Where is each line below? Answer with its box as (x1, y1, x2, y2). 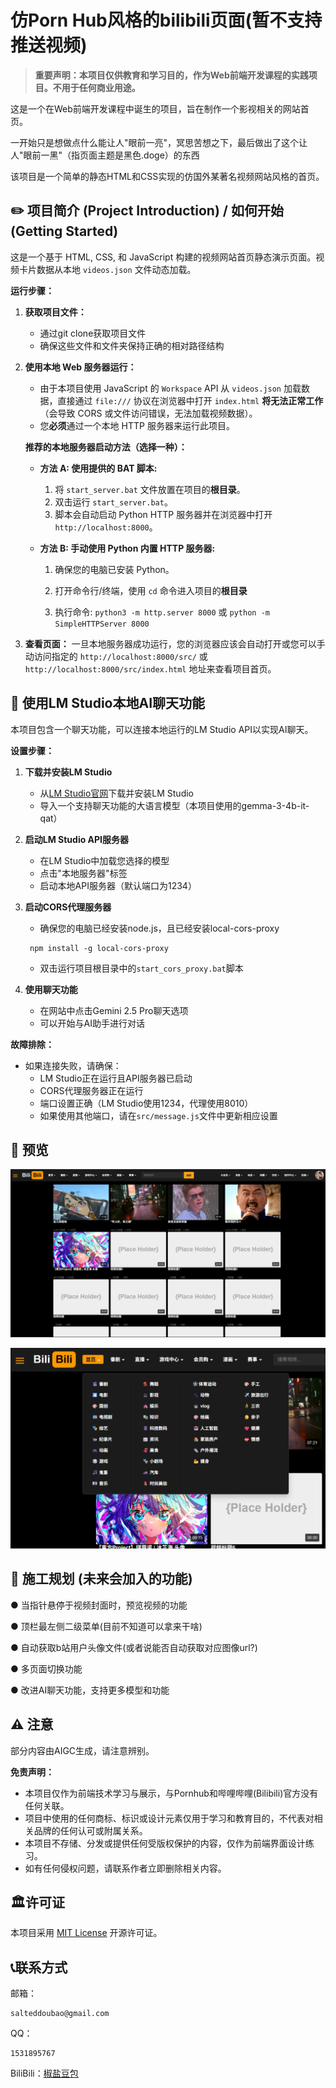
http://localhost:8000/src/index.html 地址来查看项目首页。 (24, 662, 277, 675)
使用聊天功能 (24, 983, 78, 995)
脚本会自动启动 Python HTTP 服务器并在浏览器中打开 (54, 508, 273, 520)
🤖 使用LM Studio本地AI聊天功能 (10, 695, 206, 712)
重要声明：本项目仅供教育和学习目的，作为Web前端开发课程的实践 (34, 69, 309, 81)
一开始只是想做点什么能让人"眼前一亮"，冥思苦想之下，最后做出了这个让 (10, 136, 308, 148)
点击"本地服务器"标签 (39, 867, 128, 879)
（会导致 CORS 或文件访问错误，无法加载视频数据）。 (39, 407, 258, 419)
